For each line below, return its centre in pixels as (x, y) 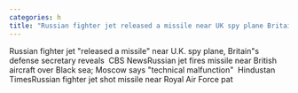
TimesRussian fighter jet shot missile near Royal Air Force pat (121, 79)
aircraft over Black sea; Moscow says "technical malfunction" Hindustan (142, 70)
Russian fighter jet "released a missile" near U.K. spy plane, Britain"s (134, 50)
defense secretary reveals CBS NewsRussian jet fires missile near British (143, 60)
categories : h (35, 17)
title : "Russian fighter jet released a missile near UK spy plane (137, 26)
